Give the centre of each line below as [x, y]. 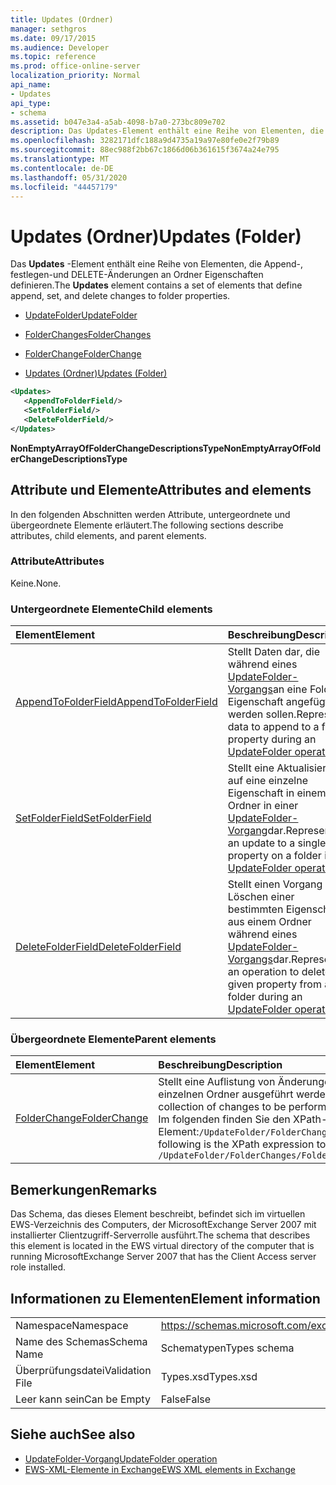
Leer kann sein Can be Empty [83, 1399]
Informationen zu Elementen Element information [165, 1298]
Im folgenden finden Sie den [224, 1119]
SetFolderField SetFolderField [83, 818]
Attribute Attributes [57, 561]
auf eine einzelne [267, 781]
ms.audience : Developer [60, 47]
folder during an [265, 997]
